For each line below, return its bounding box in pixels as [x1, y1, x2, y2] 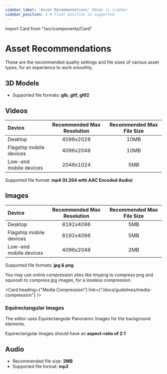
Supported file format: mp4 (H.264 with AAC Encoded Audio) [5, 177, 133, 183]
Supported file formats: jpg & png [5, 262, 74, 268]
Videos [5, 106, 28, 115]
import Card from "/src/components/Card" [5, 25, 92, 31]
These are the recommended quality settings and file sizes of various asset [5, 59, 160, 65]
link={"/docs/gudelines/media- [88, 287, 152, 293]
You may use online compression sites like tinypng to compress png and [5, 272, 153, 278]
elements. [5, 321, 26, 327]
